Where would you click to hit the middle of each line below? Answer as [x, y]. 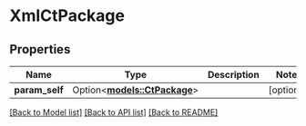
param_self [39, 90]
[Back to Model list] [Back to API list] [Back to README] [114, 112]
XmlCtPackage [67, 16]
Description [234, 75]
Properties [40, 49]
